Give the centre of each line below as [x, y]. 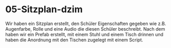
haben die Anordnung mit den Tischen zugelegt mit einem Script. [74, 40]
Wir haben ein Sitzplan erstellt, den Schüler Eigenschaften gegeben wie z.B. [86, 23]
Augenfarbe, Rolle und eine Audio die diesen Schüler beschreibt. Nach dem [85, 29]
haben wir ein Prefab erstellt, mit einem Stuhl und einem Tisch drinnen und [84, 34]
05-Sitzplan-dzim [44, 9]
